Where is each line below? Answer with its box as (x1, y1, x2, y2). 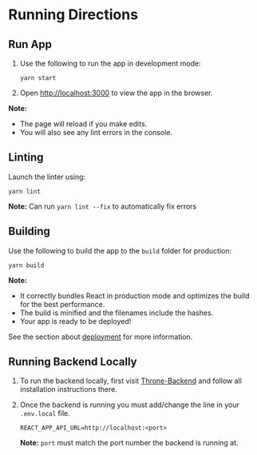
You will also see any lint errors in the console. (19, 128, 173, 137)
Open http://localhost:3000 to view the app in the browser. (19, 88, 213, 98)
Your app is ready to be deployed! (19, 316, 132, 325)
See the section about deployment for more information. (8, 332, 193, 341)
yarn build (8, 261, 45, 269)
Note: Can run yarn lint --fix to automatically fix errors (8, 202, 197, 211)
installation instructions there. (19, 385, 117, 394)
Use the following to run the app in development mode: (19, 58, 201, 68)
